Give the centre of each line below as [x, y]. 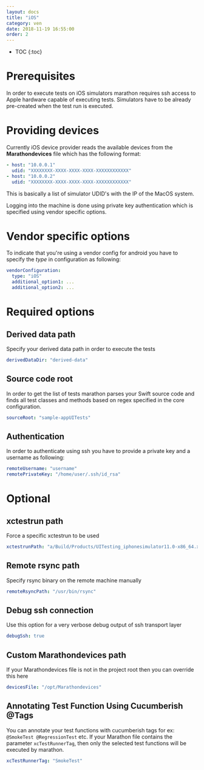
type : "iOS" [27, 276]
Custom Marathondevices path [66, 655]
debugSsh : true [25, 636]
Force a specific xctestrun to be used [53, 536]
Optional [28, 499]
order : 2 [17, 35]
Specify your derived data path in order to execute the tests [81, 349]
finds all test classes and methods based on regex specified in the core [95, 400]
